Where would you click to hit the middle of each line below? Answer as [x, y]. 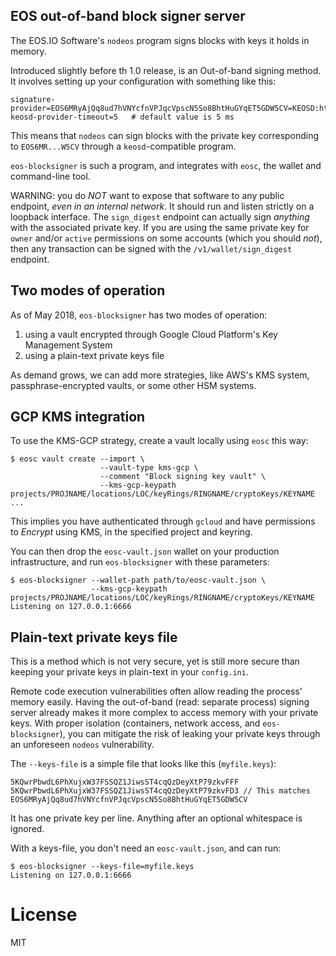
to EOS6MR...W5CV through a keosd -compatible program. [123, 146]
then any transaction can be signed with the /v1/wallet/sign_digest [151, 248]
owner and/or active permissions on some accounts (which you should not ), [166, 238]
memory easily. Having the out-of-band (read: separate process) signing [160, 702]
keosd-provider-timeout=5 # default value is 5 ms [122, 117]
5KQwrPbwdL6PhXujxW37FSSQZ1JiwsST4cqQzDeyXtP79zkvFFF [125, 782]
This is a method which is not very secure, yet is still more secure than [155, 661]
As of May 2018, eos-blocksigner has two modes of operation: [139, 315]
